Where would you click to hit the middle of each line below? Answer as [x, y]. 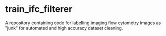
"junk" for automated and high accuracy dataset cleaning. [64, 28]
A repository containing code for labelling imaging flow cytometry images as [83, 23]
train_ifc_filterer [39, 9]
